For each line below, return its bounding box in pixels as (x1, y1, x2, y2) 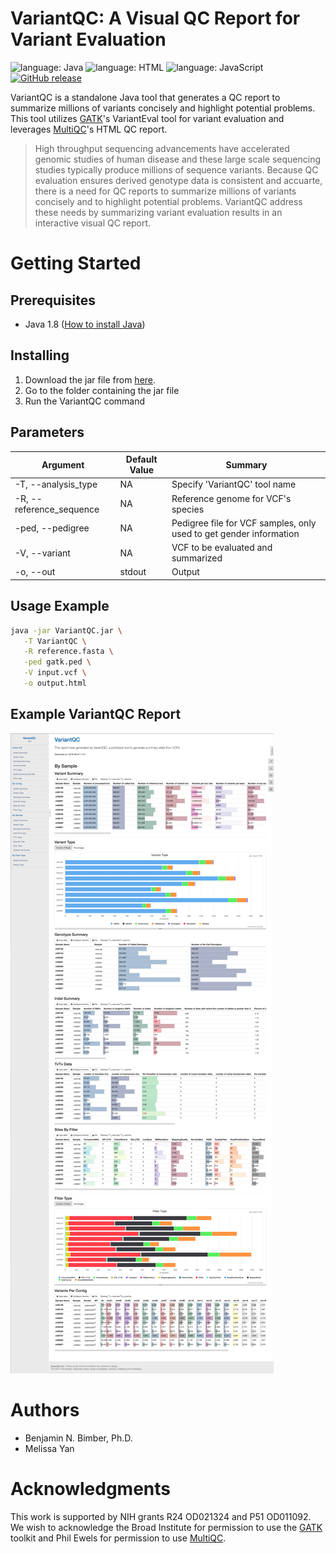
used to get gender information (171, 527, 300, 539)
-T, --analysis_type (14, 478, 98, 491)
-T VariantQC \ (23, 636, 87, 646)
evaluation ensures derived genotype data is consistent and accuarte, (34, 174, 323, 186)
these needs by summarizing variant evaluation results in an (34, 206, 283, 218)
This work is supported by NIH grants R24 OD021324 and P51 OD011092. (10, 1510, 312, 1522)
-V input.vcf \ (23, 668, 87, 678)
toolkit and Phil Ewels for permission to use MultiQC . (10, 1532, 227, 1544)
